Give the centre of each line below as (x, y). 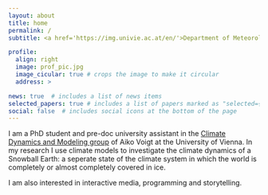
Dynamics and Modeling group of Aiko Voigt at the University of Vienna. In (130, 142)
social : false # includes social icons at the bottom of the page (123, 111)
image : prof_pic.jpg (49, 67)
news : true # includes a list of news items (85, 96)
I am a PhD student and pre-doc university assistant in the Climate (117, 134)
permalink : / (30, 30)
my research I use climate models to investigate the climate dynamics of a (130, 150)
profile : (23, 53)
